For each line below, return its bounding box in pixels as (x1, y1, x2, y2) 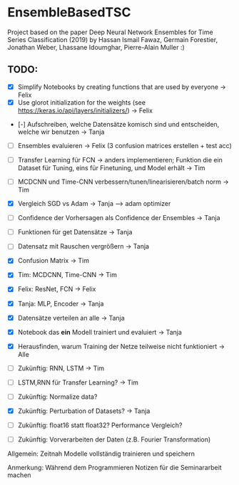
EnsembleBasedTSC (7, 4, 131, 21)
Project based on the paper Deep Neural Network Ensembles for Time (7, 28, 213, 36)
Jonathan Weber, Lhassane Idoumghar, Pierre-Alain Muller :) (7, 43, 185, 51)
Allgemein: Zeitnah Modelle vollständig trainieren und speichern (7, 449, 195, 458)
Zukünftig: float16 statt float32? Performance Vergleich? (17, 421, 183, 429)
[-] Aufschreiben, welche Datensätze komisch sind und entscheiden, (17, 120, 220, 128)
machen (7, 471, 31, 479)
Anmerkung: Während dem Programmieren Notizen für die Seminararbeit (7, 464, 223, 472)
